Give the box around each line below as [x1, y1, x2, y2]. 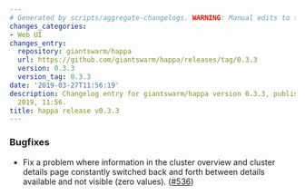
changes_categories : [9, 22, 88, 31]
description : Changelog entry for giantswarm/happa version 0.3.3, [9, 89, 271, 98]
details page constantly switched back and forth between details [22, 166, 265, 177]
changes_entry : [9, 38, 67, 48]
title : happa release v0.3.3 [9, 106, 120, 115]
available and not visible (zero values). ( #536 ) [22, 176, 194, 187]
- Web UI [9, 30, 43, 39]
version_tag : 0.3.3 [17, 73, 92, 82]
